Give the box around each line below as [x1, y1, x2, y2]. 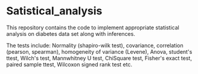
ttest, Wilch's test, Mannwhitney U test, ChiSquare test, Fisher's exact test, [6, 54, 192, 61]
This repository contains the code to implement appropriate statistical [6, 24, 179, 31]
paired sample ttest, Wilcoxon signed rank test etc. [6, 61, 133, 68]
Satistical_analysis [6, 4, 103, 18]
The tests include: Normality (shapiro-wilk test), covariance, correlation [6, 42, 184, 49]
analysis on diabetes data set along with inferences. [6, 30, 136, 37]
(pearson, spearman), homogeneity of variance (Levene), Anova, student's [6, 48, 193, 55]
